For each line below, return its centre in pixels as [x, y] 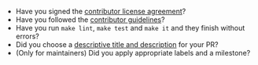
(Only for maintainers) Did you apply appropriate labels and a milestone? [133, 53]
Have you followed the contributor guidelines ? [90, 20]
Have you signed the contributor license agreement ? [101, 11]
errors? [27, 36]
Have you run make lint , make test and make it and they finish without [130, 28]
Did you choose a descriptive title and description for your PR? [117, 45]
